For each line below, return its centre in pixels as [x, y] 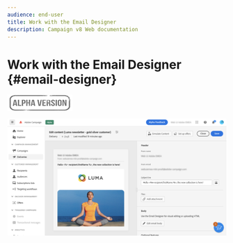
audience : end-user [35, 15]
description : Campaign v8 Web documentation [73, 29]
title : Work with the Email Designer [62, 22]
